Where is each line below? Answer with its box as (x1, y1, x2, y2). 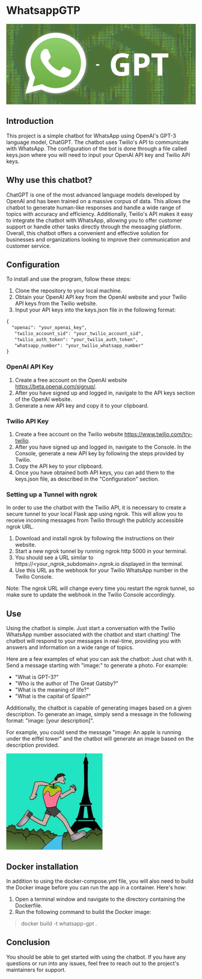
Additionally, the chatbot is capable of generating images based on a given (6, 704, 192, 711)
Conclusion (6, 938, 50, 948)
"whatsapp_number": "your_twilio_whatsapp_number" (14, 343, 144, 349)
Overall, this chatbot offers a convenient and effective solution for (6, 229, 169, 236)
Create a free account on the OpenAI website (14, 376, 127, 384)
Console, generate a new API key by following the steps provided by (14, 450, 185, 457)
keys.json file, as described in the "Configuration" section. (14, 476, 160, 483)
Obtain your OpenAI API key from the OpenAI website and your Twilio (14, 293, 187, 301)
